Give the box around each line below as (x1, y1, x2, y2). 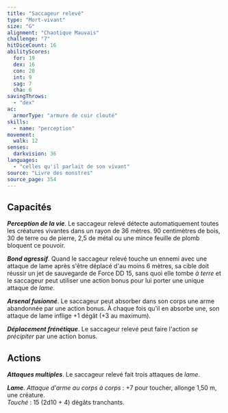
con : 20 (13, 67, 36, 74)
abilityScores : (7, 49, 51, 56)
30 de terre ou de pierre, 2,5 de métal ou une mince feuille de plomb (7, 234, 200, 242)
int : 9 (13, 73, 32, 81)
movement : (7, 131, 36, 138)
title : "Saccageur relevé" (7, 10, 84, 17)
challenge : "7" (7, 36, 51, 43)
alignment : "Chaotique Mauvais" (7, 29, 99, 36)
